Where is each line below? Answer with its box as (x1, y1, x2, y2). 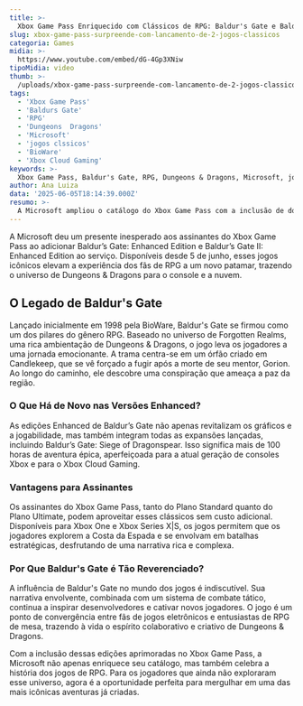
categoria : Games (9, 38, 75, 48)
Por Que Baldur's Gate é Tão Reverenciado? (9, 562, 205, 575)
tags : (9, 88, 30, 98)
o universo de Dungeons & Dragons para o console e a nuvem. (9, 269, 243, 280)
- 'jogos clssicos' (17, 139, 91, 148)
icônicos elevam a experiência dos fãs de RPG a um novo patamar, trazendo (9, 259, 293, 271)
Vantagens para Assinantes (9, 480, 133, 493)
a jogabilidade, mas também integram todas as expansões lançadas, (9, 430, 264, 441)
